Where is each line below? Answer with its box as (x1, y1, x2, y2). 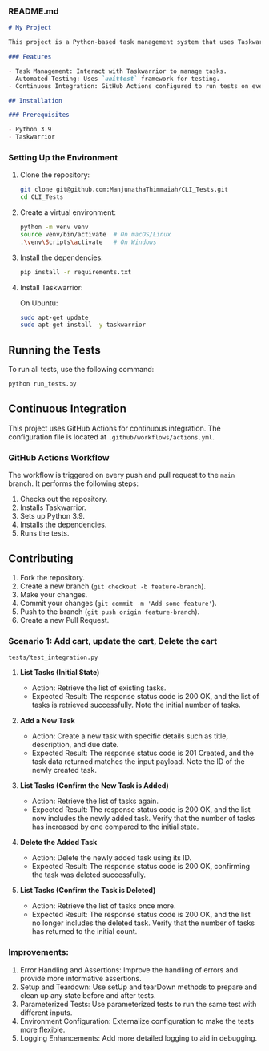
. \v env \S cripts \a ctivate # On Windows (19, 238, 157, 246)
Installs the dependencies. (19, 519, 107, 530)
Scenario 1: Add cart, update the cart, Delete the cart (8, 635, 218, 646)
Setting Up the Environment (8, 152, 118, 163)
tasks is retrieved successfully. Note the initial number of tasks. (31, 700, 242, 710)
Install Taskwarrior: (19, 282, 83, 292)
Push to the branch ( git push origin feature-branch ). (19, 607, 200, 616)
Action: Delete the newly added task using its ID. (31, 853, 192, 863)
